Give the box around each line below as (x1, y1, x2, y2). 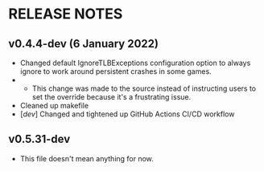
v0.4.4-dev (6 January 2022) (8, 37, 159, 51)
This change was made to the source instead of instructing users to (31, 83, 256, 93)
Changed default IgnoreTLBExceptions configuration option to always (19, 58, 251, 67)
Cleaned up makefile (19, 101, 89, 110)
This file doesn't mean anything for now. (19, 153, 155, 163)
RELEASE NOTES (8, 5, 123, 23)
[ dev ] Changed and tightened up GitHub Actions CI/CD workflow (19, 109, 235, 119)
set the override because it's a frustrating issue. (31, 92, 192, 101)
